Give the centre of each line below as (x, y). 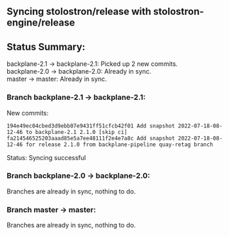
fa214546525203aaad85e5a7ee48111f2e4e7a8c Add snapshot (91, 138)
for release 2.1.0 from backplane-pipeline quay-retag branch (119, 145)
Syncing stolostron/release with (79, 12)
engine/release (41, 23)
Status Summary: (46, 46)
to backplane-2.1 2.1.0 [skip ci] (77, 132)
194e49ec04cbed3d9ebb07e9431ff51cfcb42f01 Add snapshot (91, 126)
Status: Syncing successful (46, 157)
